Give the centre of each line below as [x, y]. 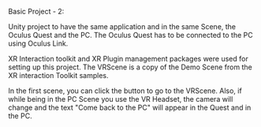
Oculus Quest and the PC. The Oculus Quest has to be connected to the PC [131, 35]
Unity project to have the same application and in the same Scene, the [122, 26]
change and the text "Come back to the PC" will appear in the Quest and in [130, 107]
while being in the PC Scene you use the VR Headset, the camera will [121, 99]
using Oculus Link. [38, 43]
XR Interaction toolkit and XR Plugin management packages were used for [128, 59]
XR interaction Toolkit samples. [58, 75]
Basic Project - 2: [36, 11]
